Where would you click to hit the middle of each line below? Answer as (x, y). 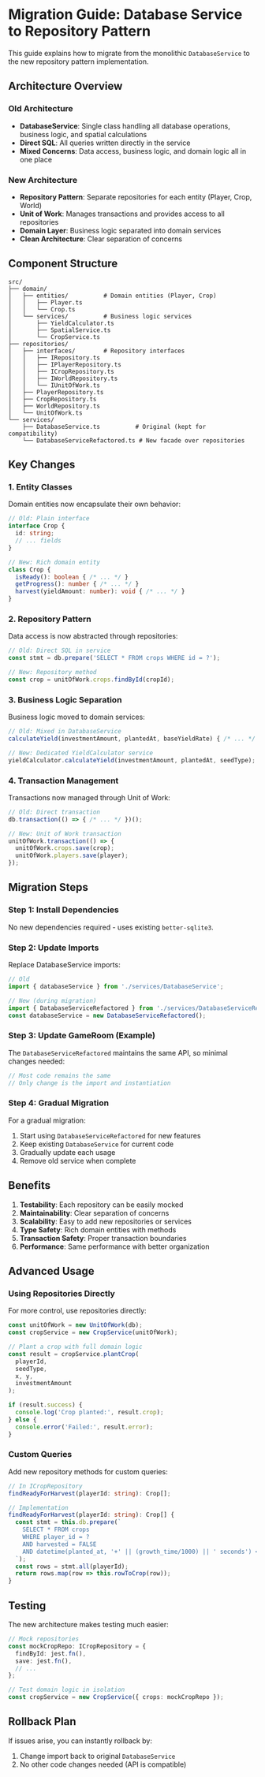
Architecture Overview (65, 86)
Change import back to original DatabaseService (97, 1756)
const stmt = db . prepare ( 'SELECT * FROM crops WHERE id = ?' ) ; (114, 658)
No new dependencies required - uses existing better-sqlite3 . (111, 927)
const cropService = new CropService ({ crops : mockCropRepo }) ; (116, 1697)
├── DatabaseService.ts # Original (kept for (114, 427)
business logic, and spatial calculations (83, 134)
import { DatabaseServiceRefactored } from (81, 1008)
